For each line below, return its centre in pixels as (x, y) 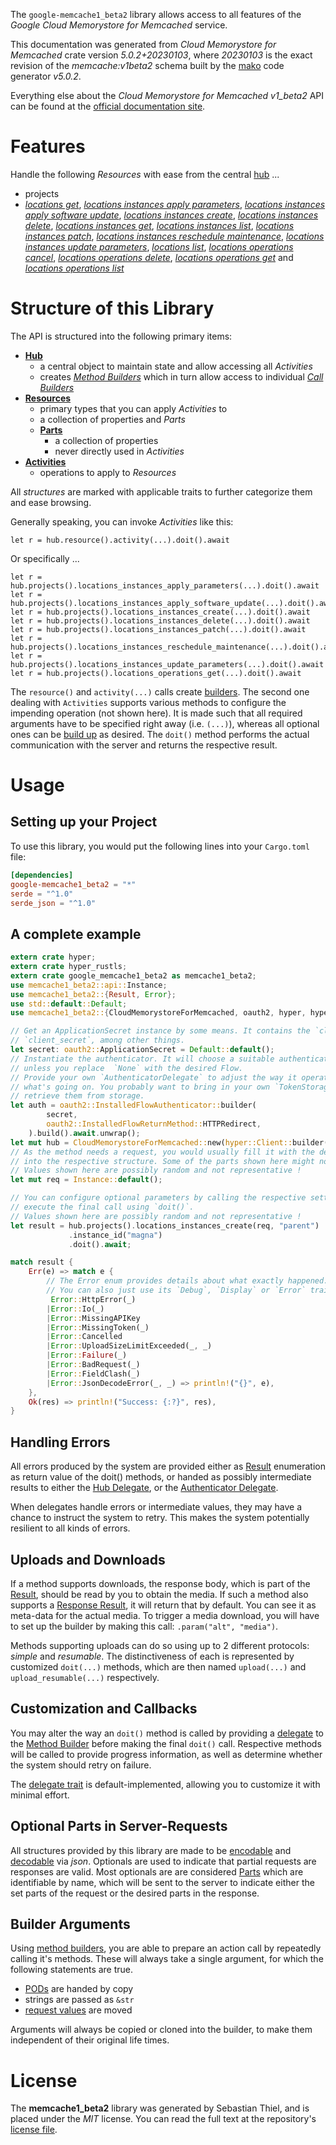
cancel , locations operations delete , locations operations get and (159, 257)
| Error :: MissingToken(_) (98, 1327)
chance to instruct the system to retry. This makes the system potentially (160, 1518)
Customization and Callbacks (104, 1709)
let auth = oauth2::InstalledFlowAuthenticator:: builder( (133, 1105)
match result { (42, 1262)
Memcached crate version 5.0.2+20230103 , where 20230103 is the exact (161, 55)
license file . (34, 2130)
